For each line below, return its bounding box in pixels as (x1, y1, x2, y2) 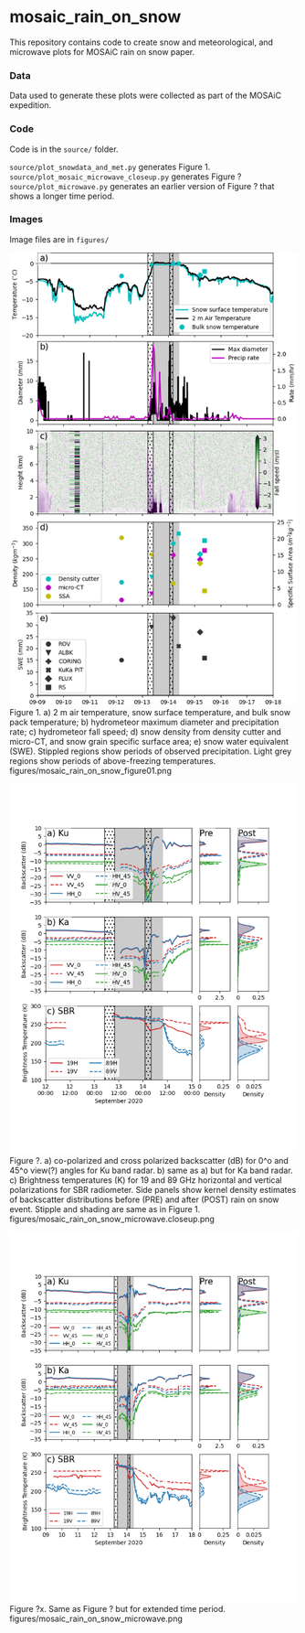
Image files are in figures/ (9, 233, 110, 244)
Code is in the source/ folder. (9, 144, 119, 155)
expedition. (9, 100, 52, 111)
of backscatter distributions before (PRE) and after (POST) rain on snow (9, 1194, 280, 1205)
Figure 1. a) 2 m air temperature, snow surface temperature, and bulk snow (9, 706, 290, 717)
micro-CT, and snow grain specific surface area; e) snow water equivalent (9, 736, 289, 747)
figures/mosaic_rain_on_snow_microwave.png (9, 1613, 183, 1624)
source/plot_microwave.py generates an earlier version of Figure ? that (9, 180, 275, 191)
